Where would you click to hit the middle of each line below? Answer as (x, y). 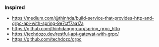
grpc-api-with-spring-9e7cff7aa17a (48, 23)
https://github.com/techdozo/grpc (47, 39)
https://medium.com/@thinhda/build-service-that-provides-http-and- (83, 18)
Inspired (15, 7)
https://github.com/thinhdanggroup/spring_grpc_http (66, 29)
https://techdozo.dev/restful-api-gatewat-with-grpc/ (65, 34)
